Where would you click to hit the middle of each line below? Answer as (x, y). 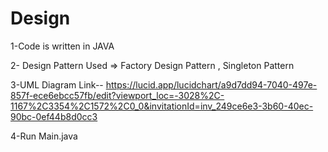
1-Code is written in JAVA (62, 46)
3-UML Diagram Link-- (57, 84)
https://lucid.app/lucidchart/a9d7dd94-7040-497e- (211, 84)
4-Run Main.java (44, 136)
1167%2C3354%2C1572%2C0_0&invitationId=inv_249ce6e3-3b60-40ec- (162, 106)
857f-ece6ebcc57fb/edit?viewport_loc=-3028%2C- (117, 95)
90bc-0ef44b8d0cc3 (54, 116)
